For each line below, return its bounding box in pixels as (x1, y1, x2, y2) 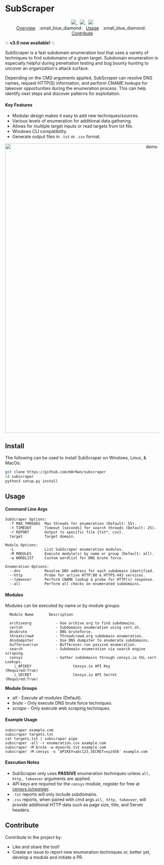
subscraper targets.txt (5, 732, 54, 737)
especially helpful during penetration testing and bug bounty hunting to (5, 60, 149, 66)
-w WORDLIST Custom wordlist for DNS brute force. (9, 556, 124, 561)
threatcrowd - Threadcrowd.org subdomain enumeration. (9, 634, 143, 639)
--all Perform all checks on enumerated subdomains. (9, 581, 141, 587)
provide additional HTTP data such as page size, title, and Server (12, 802, 143, 807)
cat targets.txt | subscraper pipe (5, 736, 78, 741)
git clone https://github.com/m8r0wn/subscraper (5, 469, 106, 475)
